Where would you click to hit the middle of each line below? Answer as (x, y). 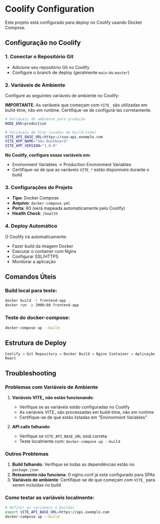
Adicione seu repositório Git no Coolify (51, 67)
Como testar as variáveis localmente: (50, 498)
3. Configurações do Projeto (39, 187)
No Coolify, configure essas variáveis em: (48, 155)
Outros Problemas (27, 454)
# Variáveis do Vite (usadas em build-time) (51, 132)
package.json (25, 470)
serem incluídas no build (37, 485)
